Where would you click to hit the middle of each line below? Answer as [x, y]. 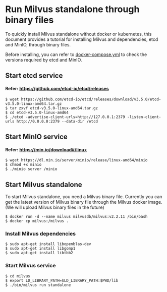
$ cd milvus [18, 276]
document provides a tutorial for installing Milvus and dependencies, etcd [82, 39]
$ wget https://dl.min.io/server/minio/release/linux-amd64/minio [76, 160]
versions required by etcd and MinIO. [44, 60]
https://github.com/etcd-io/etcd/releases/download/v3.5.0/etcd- [91, 99]
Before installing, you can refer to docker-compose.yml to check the [76, 54]
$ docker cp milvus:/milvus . [37, 221]
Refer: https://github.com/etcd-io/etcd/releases [57, 88]
